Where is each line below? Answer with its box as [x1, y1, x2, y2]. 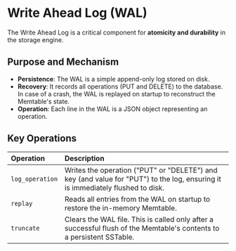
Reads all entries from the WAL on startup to [64, 194, 211, 204]
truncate [11, 224, 40, 232]
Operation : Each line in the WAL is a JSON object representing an [17, 104, 208, 113]
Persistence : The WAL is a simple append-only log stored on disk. [17, 75, 210, 83]
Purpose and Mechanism [7, 56, 119, 68]
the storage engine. [7, 35, 64, 44]
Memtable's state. [17, 97, 70, 105]
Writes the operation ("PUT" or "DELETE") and [64, 165, 218, 175]
